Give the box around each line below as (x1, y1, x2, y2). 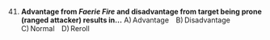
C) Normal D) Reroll (20, 24, 90, 33)
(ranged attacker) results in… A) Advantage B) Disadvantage (20, 15, 231, 25)
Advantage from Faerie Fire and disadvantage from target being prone (20, 7, 262, 16)
